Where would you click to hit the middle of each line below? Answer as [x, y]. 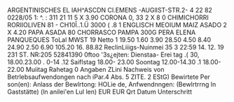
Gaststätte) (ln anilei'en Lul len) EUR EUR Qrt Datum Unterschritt [100, 92]
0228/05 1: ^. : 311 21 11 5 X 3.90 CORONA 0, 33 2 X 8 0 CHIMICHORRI [108, 17]
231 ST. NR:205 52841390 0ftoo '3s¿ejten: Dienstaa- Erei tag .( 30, [103, 54]
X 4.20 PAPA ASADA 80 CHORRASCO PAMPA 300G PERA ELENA [102, 32]
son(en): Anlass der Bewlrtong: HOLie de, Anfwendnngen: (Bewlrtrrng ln [112, 84]
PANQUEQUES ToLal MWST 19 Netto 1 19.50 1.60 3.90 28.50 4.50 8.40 [109, 40]
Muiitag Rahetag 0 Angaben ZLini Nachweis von [95, 70]
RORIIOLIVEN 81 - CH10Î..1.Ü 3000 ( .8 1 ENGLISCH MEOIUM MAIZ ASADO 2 [117, 25]
